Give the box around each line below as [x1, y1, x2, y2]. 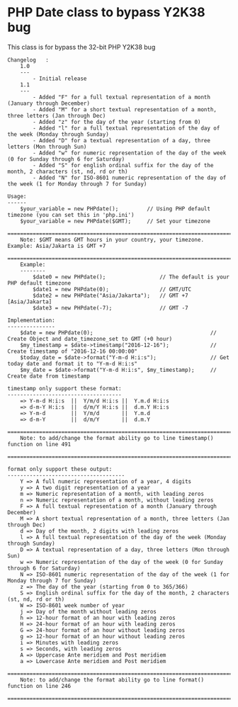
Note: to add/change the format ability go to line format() [20, 676, 204, 684]
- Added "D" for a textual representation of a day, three [33, 137, 211, 144]
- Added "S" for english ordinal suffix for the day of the [33, 162, 214, 169]
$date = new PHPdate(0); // [20, 329, 217, 336]
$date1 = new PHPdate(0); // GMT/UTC [33, 285, 192, 293]
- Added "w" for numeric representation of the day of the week [33, 149, 227, 157]
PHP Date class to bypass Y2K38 [7, 4, 205, 21]
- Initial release [33, 75, 87, 82]
